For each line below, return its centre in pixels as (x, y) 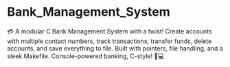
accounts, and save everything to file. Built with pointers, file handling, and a (115, 48)
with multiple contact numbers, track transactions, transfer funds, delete (110, 41)
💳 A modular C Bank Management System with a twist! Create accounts (110, 31)
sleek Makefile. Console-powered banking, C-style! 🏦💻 (86, 56)
